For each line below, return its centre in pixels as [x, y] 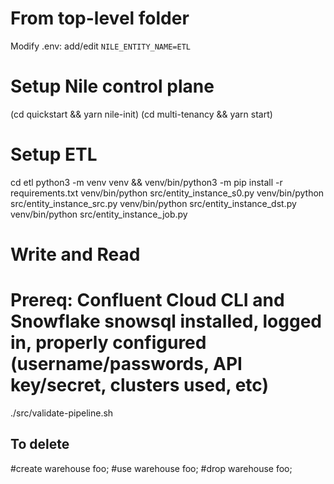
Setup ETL [54, 154]
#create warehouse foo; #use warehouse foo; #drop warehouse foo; [151, 468]
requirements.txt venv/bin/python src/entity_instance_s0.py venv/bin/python [167, 193]
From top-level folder [100, 18]
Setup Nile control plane [112, 86]
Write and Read [75, 254]
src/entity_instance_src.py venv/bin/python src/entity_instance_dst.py [153, 203]
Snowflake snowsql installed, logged [166, 321]
